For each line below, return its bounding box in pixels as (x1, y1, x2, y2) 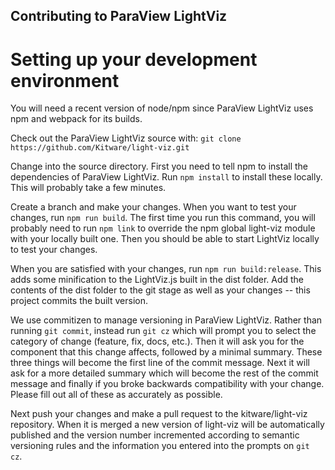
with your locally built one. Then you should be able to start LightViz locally (10, 233, 320, 245)
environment (10, 69, 120, 92)
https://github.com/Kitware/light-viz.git (10, 143, 190, 153)
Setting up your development (10, 48, 258, 71)
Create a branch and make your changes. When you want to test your (10, 201, 297, 213)
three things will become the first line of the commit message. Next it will (10, 357, 310, 369)
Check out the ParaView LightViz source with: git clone (10, 132, 242, 144)
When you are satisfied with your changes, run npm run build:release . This (10, 263, 322, 275)
